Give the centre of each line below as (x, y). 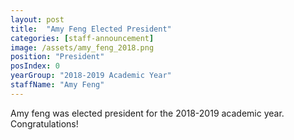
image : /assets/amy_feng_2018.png (82, 47)
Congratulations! (44, 123)
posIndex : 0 (35, 66)
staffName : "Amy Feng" (57, 85)
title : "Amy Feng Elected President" (91, 29)
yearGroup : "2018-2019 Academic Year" (91, 76)
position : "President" (57, 57)
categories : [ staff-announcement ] (82, 38)
